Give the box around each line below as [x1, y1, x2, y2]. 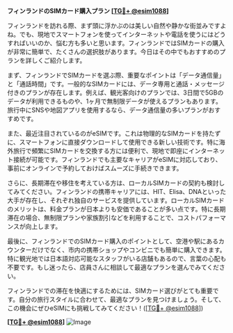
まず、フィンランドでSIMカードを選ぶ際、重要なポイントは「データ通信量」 [7, 71, 225, 79]
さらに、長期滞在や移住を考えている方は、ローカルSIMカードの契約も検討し [7, 179, 225, 187]
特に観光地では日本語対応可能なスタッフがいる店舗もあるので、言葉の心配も [7, 254, 227, 263]
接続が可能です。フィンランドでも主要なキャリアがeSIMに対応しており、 [13, 156, 222, 163]
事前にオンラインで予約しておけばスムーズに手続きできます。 [7, 164, 183, 172]
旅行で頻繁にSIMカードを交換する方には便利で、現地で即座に [13, 147, 189, 155]
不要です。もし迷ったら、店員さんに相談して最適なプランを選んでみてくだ [7, 263, 220, 271]
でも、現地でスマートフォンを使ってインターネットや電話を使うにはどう [19, 31, 226, 38]
